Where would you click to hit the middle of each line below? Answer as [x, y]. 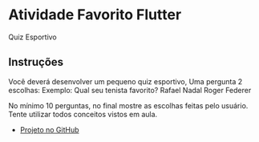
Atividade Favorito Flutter [95, 15]
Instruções [36, 62]
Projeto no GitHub [49, 129]
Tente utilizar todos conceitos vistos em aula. [83, 114]
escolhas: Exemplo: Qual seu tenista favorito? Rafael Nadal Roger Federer [130, 90]
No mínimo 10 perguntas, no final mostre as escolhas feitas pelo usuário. [128, 105]
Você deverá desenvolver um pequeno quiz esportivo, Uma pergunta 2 [125, 81]
